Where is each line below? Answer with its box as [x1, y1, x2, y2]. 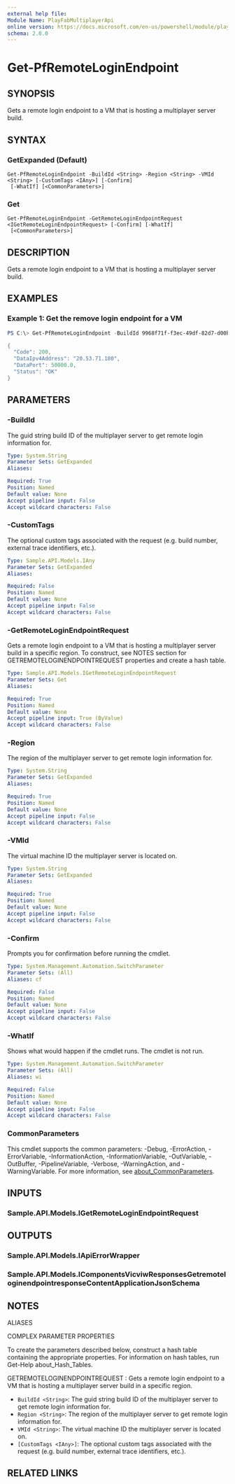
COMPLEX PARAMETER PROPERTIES [7, 1331, 115, 1340]
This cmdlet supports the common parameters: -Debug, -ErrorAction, [7, 1144, 208, 1153]
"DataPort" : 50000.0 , [13, 362, 77, 369]
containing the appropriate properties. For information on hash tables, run [7, 1352, 220, 1361]
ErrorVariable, [7, 1152, 48, 1161]
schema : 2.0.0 [7, 29, 49, 37]
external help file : [7, 10, 68, 17]
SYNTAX [7, 134, 47, 146]
